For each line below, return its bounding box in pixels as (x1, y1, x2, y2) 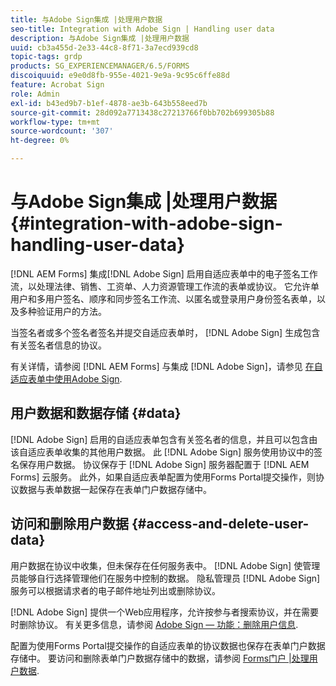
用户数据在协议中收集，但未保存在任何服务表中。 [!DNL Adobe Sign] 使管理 (10, 559, 321, 571)
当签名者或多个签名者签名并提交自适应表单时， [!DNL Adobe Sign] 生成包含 (10, 326, 321, 338)
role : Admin (10, 89, 60, 99)
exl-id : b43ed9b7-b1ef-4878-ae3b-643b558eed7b (10, 98, 208, 108)
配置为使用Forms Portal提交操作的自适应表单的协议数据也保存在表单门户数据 (10, 639, 326, 651)
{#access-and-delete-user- (131, 516, 310, 533)
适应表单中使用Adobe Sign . (10, 372, 123, 385)
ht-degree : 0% (10, 136, 70, 146)
